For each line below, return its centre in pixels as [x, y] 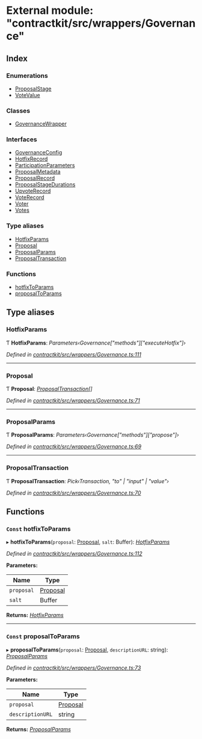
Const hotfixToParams [38, 528]
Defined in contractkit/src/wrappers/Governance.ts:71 [73, 401]
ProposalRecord [35, 178]
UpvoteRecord [33, 191]
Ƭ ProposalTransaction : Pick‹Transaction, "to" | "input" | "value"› [88, 481]
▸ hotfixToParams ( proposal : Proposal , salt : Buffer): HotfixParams [88, 542]
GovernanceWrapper [41, 124]
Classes [18, 110]
